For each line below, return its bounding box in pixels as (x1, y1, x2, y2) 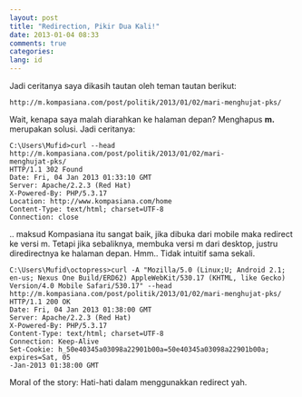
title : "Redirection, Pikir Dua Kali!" (9, 22, 161, 31)
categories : (9, 47, 54, 56)
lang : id (9, 55, 43, 65)
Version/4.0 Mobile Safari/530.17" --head (9, 282, 172, 291)
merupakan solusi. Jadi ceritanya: (9, 124, 136, 134)
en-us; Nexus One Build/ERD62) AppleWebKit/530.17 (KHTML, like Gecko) (9, 273, 286, 283)
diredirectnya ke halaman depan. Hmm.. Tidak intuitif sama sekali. (9, 248, 256, 259)
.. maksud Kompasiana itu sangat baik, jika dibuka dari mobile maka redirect (9, 229, 293, 239)
